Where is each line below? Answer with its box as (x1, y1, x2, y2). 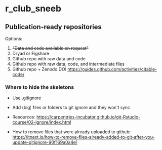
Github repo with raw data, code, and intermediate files (12, 61, 125, 67)
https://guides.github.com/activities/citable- (67, 66, 157, 72)
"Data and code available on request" (12, 45, 89, 51)
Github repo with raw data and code (12, 56, 86, 62)
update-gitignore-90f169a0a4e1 (12, 139, 78, 146)
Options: (5, 36, 23, 41)
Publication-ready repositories (5, 23, 102, 31)
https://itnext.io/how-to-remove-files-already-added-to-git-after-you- (12, 134, 155, 140)
